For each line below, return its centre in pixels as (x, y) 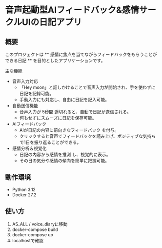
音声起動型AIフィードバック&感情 (72, 10)
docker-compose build (35, 229)
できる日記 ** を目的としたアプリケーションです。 (55, 61)
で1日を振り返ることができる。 (50, 142)
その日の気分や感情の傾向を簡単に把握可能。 (64, 161)
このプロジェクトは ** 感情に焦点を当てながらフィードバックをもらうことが (81, 54)
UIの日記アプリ (52, 22)
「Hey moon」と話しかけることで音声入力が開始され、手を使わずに (87, 87)
